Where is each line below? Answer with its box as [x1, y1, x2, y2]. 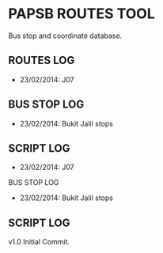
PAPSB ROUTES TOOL [8, 5, 156, 23]
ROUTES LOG [8, 54, 75, 67]
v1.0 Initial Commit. [8, 237, 70, 247]
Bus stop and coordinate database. [8, 31, 123, 40]
